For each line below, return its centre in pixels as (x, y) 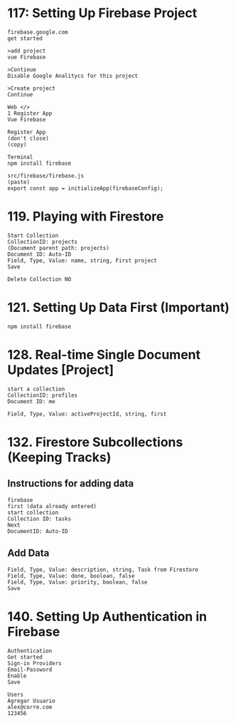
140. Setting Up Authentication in (107, 616)
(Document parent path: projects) (59, 248)
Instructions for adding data (70, 484)
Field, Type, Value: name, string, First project (82, 261)
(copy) (17, 144)
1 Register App (30, 113)
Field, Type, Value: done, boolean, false (71, 576)
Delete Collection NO (39, 279)
